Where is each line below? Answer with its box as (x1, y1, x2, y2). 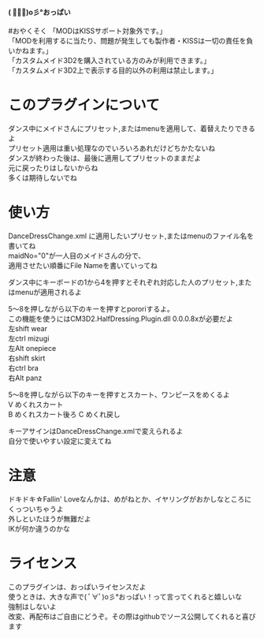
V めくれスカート (8, 400, 64, 409)
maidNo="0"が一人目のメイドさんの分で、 (8, 251, 146, 260)
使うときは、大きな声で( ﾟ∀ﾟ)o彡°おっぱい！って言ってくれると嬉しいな (8, 591, 243, 601)
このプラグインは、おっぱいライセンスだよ (8, 582, 147, 591)
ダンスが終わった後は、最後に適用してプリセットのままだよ (8, 154, 202, 163)
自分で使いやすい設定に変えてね (8, 436, 112, 446)
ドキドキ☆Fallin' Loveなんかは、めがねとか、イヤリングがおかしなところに (8, 494, 252, 504)
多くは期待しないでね (8, 173, 77, 183)
